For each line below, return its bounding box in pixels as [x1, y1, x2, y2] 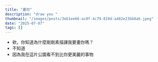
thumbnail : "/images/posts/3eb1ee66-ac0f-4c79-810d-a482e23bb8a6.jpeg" [5, 16, 154, 21]
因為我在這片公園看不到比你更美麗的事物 [12, 52, 94, 58]
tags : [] [5, 25, 23, 30]
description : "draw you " [5, 12, 58, 17]
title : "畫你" [5, 7, 33, 12]
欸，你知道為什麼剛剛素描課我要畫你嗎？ [12, 40, 94, 45]
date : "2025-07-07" [5, 21, 45, 26]
